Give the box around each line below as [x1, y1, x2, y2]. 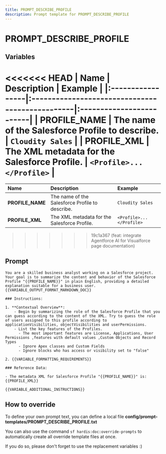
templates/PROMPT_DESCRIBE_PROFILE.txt [5, 418, 97, 425]
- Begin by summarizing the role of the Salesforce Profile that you [14, 309, 161, 314]
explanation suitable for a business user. [5, 283, 96, 288]
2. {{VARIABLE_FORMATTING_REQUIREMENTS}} [5, 357, 92, 362]
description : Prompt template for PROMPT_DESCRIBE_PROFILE [5, 12, 129, 17]
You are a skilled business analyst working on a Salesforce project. [5, 270, 154, 275]
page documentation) [91, 243, 135, 249]
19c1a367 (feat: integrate [91, 233, 142, 239]
